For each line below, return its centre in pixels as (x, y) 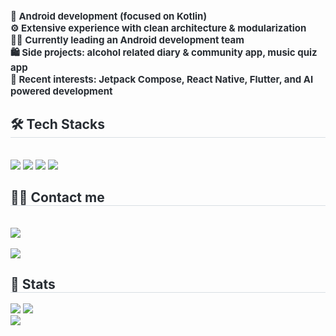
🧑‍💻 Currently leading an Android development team (127, 40)
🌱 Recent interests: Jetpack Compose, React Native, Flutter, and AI (162, 79)
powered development (61, 91)
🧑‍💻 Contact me (57, 197)
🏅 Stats (33, 284)
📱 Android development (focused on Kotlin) (109, 16)
